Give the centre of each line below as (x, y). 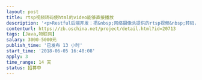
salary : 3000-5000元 (32, 40)
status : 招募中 (24, 68)
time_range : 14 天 (29, 62)
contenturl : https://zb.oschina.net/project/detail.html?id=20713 (91, 29)
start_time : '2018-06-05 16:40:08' (51, 51)
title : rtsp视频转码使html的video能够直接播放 (60, 17)
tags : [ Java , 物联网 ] (31, 34)
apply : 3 (17, 57)
